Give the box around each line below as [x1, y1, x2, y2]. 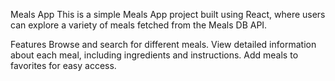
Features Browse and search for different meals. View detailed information [10, 39, 317, 50]
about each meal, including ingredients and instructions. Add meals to [10, 49, 299, 61]
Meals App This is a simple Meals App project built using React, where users [10, 9, 326, 20]
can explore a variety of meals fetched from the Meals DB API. [10, 19, 268, 31]
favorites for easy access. [10, 60, 117, 71]
